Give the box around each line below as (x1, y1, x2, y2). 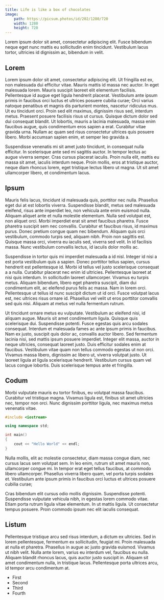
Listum (5, 520, 27, 529)
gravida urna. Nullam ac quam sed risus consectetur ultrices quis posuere (5, 129, 154, 135)
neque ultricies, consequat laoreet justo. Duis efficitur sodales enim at (5, 341, 146, 347)
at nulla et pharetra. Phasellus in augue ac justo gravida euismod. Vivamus (5, 544, 155, 550)
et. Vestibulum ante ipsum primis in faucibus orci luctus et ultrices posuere (5, 476, 156, 482)
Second (12, 579, 28, 585)
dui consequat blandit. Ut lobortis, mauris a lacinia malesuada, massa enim (5, 118, 156, 124)
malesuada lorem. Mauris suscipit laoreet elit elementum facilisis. (5, 87, 137, 93)
